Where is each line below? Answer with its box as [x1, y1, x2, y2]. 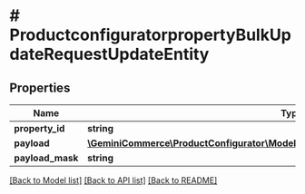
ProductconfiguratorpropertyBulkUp [9, 24, 292, 45]
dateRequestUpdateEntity [9, 44, 210, 64]
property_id [14, 122, 65, 134]
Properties [9, 80, 71, 95]
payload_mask [14, 151, 79, 164]
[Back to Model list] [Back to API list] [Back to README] [9, 175, 218, 186]
